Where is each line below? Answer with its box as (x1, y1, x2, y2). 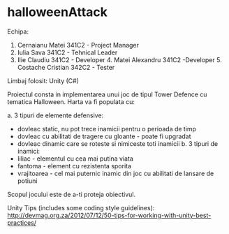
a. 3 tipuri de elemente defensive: (7, 111, 104, 119)
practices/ (7, 218, 37, 227)
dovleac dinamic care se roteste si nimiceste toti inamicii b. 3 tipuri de (17, 139, 219, 147)
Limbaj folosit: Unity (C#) (7, 76, 79, 85)
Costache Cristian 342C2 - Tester (17, 63, 115, 71)
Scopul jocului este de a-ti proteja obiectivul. (7, 190, 136, 198)
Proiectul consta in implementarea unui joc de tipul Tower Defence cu (7, 90, 207, 98)
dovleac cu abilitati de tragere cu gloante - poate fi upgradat (17, 132, 191, 140)
